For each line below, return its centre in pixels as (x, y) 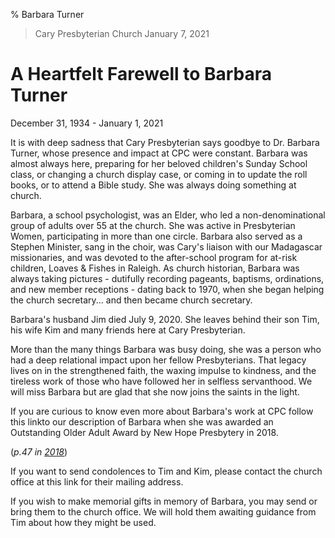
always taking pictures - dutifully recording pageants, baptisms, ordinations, (167, 278)
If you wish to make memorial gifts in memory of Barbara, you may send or (164, 501)
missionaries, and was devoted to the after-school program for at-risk (154, 257)
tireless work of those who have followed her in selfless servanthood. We (161, 381)
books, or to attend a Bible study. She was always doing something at (153, 185)
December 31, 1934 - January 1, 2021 (87, 123)
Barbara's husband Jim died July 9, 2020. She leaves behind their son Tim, (165, 319)
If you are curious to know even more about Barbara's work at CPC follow (162, 411)
